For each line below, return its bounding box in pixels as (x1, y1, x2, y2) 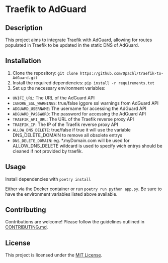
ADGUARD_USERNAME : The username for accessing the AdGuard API (12, 105, 147, 111)
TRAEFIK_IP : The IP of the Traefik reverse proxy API (12, 121, 118, 127)
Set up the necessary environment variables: (12, 85, 106, 91)
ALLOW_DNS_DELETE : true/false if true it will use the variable (12, 126, 131, 133)
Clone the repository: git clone (12, 70, 78, 76)
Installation (5, 57, 41, 65)
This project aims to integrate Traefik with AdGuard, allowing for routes (5, 37, 152, 43)
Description (5, 24, 43, 32)
